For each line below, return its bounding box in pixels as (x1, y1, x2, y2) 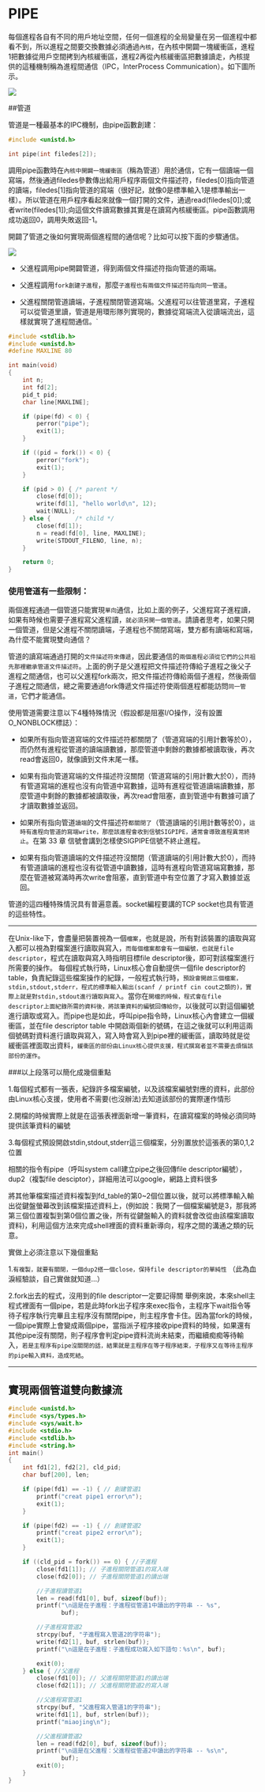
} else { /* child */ (22, 515, 114, 523)
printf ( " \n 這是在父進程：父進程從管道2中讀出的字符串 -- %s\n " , (36, 1747, 229, 1755)
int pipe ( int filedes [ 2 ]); (8, 150, 97, 158)
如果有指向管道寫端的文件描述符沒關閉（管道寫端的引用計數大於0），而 (19, 771, 249, 781)
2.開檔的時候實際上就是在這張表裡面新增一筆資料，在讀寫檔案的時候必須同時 (8, 1111, 256, 1120)
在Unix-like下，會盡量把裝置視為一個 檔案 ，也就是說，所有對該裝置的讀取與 (8, 934, 249, 943)
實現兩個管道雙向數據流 (8, 1383, 122, 1396)
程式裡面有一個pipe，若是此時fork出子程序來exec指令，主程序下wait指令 (8, 1301, 244, 1310)
